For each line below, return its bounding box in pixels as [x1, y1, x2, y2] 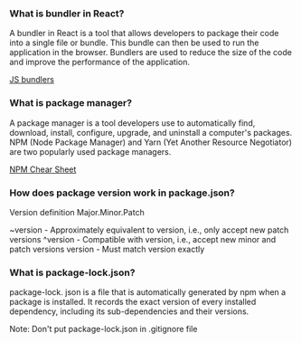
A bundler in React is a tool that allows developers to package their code [9, 28, 279, 39]
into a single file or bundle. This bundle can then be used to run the [9, 37, 259, 48]
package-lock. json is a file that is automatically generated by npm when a [9, 287, 287, 298]
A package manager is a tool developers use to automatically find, [9, 117, 256, 129]
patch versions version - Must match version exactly [9, 243, 205, 254]
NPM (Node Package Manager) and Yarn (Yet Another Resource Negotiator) [9, 137, 292, 148]
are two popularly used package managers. [9, 146, 172, 157]
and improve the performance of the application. [9, 57, 190, 68]
